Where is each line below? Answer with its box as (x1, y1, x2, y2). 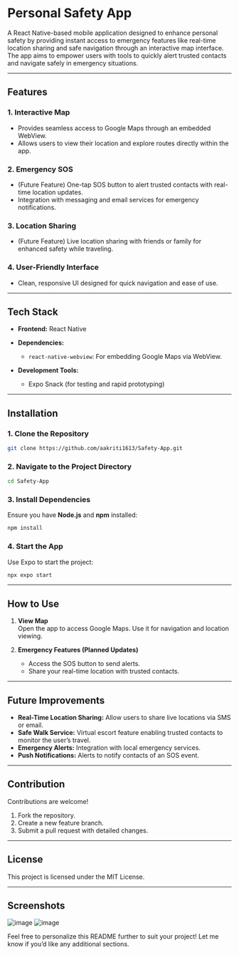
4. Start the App (7, 541, 64, 551)
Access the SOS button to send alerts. (28, 659, 141, 668)
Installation (7, 407, 58, 419)
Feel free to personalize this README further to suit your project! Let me (7, 932, 219, 941)
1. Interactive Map (7, 108, 70, 118)
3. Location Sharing (7, 221, 77, 231)
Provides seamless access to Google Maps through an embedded (17, 123, 211, 132)
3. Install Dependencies (7, 494, 91, 504)
